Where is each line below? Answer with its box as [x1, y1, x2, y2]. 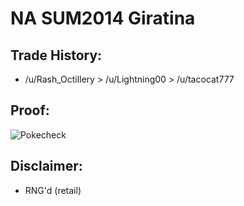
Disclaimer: [10, 158, 83, 175]
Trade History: [10, 47, 103, 64]
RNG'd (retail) [24, 184, 82, 196]
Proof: [10, 102, 50, 119]
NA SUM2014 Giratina [10, 7, 196, 30]
